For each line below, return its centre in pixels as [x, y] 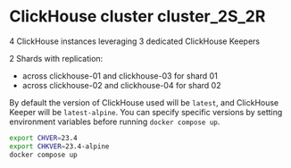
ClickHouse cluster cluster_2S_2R [137, 17]
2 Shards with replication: [56, 58]
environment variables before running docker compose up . [115, 122]
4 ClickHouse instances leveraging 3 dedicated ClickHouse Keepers [135, 41]
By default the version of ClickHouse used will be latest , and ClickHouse [144, 102]
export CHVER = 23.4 [43, 138]
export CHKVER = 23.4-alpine [59, 146]
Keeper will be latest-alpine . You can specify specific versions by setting [146, 112]
